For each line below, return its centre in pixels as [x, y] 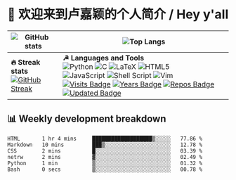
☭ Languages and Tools [103, 58]
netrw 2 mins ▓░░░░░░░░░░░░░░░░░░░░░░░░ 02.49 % [105, 157]
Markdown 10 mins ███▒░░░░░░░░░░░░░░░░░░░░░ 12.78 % [105, 145]
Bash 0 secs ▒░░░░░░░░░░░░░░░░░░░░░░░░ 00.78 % [105, 169]
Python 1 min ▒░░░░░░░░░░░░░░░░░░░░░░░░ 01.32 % [105, 163]
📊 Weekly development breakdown [87, 119]
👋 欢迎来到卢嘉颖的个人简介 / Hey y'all [118, 14]
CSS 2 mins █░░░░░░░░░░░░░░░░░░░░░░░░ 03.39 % [105, 151]
